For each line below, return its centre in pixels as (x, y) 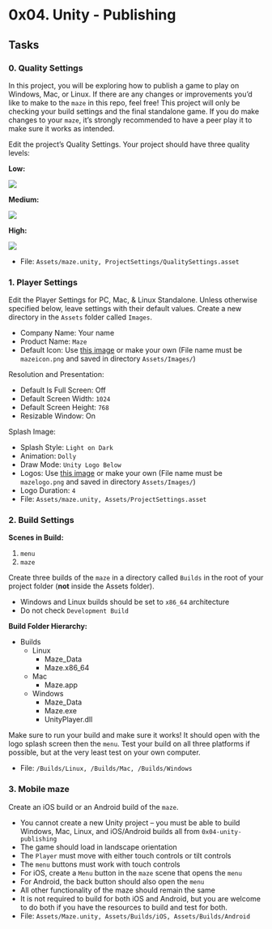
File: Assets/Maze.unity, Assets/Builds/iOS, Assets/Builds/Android (135, 916)
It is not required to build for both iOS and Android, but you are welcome (140, 898)
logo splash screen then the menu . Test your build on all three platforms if (130, 744)
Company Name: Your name (67, 333)
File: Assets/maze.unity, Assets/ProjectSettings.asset (113, 499)
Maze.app (61, 685)
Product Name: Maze (53, 341)
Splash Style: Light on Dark (66, 447)
